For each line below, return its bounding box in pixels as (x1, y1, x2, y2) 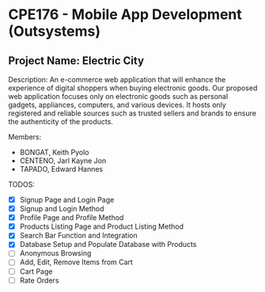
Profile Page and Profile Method (19, 213, 124, 222)
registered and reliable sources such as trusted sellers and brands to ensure (8, 108, 257, 118)
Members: (8, 132, 42, 142)
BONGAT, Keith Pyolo (19, 148, 89, 157)
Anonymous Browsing (19, 248, 92, 258)
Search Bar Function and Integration (19, 231, 138, 241)
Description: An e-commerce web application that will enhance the (8, 75, 226, 84)
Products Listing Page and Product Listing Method (19, 222, 184, 231)
